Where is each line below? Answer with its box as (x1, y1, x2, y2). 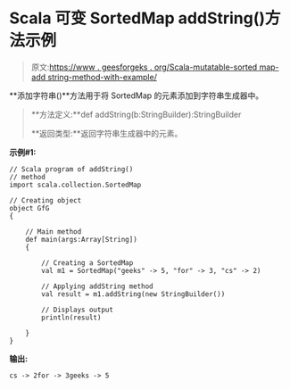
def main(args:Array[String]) (25, 235, 138, 244)
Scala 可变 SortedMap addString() (9, 8, 266, 29)
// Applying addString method (41, 282, 153, 291)
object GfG (9, 203, 50, 212)
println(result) (41, 313, 102, 322)
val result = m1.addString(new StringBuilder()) (41, 289, 226, 299)
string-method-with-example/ (47, 71, 158, 82)
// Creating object (9, 195, 82, 205)
